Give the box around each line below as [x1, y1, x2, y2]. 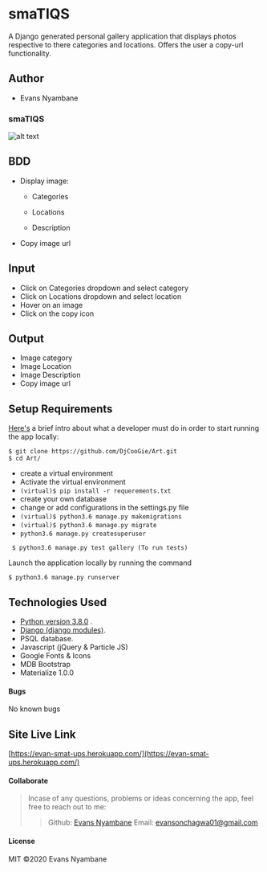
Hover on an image [19, 300, 83, 309]
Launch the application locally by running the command [8, 558, 192, 567]
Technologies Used [8, 596, 107, 609]
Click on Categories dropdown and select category [19, 283, 189, 293]
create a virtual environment [19, 469, 114, 478]
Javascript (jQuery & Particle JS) [19, 642, 128, 652]
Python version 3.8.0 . [19, 616, 93, 627]
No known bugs [8, 704, 61, 714]
